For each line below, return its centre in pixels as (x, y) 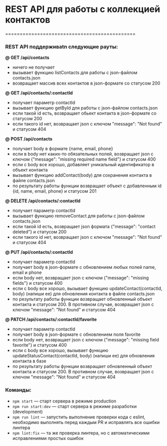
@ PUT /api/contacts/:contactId (39, 252)
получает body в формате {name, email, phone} (63, 149)
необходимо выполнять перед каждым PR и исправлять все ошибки (86, 422)
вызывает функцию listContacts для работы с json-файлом (75, 73)
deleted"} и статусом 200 (39, 232)
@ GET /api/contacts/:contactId (39, 93)
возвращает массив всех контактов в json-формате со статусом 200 (86, 83)
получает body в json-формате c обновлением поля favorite (76, 334)
